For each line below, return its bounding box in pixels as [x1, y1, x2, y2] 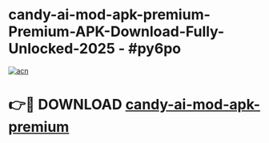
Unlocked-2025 [8, 40, 116, 58]
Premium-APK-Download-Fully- [8, 22, 225, 41]
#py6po [127, 40, 182, 58]
